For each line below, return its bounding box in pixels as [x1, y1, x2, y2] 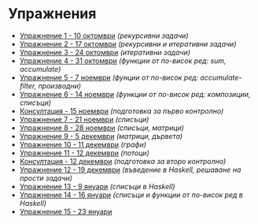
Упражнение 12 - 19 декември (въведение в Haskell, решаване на [19, 165, 241, 174]
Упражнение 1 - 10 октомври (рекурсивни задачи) [19, 31, 189, 40]
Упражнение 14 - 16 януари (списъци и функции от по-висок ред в [19, 190, 244, 200]
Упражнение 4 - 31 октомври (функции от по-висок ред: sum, [19, 56, 227, 65]
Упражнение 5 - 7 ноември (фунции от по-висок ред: [19, 73, 199, 82]
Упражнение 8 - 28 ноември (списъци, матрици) [19, 123, 185, 133]
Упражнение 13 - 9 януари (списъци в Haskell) [19, 181, 175, 191]
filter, [19, 80, 37, 91]
